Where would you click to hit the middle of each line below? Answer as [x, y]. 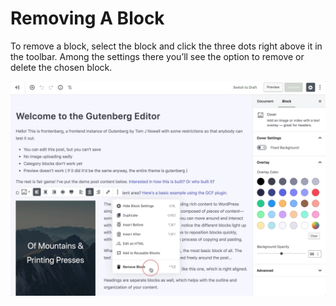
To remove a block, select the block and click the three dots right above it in [166, 46]
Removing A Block [87, 18]
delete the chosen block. [61, 67]
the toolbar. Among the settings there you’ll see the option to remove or [157, 56]
